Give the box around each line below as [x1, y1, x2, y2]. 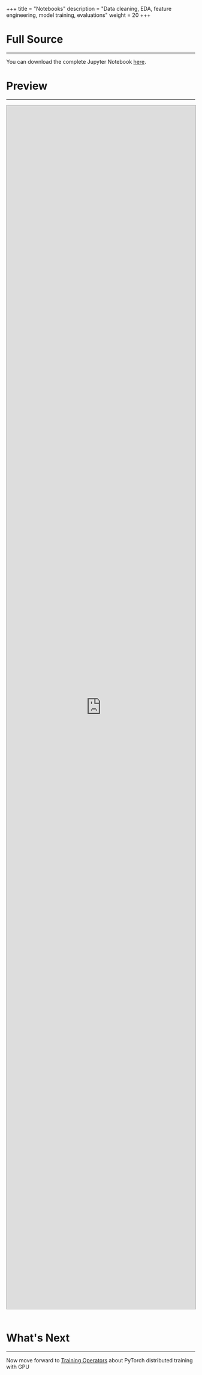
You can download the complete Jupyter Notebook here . [6, 58, 146, 65]
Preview [6, 79, 48, 93]
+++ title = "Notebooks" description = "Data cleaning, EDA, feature [6, 5, 172, 12]
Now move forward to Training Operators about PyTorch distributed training [6, 1356, 193, 1364]
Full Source [6, 32, 64, 46]
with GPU [6, 1363, 30, 1370]
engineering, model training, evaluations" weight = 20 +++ [6, 11, 151, 19]
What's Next [6, 1331, 70, 1345]
